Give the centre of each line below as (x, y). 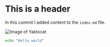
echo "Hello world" (25, 40)
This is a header (38, 9)
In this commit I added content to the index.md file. (55, 22)
